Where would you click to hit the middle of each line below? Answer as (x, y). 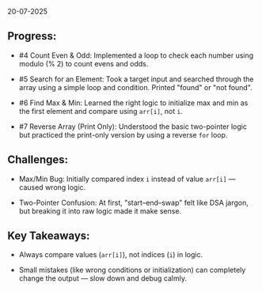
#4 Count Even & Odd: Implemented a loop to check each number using (136, 55)
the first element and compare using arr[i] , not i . (101, 111)
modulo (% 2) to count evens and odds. (84, 63)
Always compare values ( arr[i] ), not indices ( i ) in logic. (111, 255)
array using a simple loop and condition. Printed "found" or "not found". (135, 87)
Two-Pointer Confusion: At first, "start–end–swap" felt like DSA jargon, (133, 202)
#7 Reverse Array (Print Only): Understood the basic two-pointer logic (133, 127)
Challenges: (38, 160)
